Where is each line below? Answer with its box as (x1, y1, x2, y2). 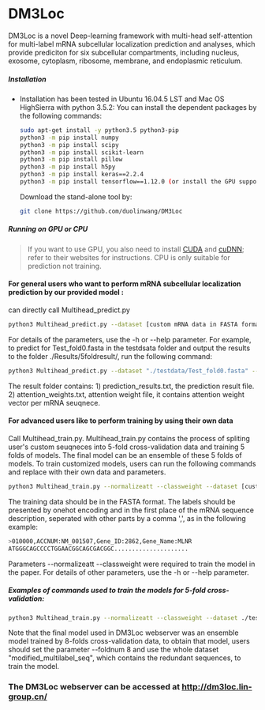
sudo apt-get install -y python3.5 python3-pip (19, 126, 179, 134)
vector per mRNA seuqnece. (8, 398, 101, 407)
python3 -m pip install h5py (19, 163, 116, 171)
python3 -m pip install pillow (19, 156, 123, 164)
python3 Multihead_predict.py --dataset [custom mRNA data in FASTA (8, 320, 238, 328)
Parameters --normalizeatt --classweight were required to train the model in (8, 559, 256, 568)
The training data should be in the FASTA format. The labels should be (8, 497, 236, 506)
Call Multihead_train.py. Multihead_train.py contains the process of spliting (8, 433, 251, 443)
